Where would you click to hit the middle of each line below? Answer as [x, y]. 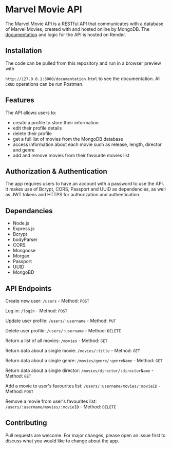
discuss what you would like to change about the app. [62, 441]
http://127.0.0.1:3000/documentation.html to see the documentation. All [83, 79]
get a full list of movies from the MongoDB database [68, 139]
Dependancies [29, 211]
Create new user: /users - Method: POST [47, 301]
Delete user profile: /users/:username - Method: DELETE [63, 331]
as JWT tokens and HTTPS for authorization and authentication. [73, 195]
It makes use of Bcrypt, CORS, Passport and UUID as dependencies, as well [85, 189]
